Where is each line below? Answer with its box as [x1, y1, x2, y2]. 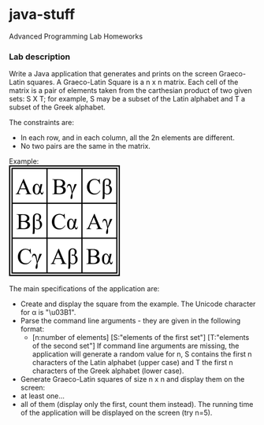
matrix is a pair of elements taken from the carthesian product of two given [9, 86, 253, 95]
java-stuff [9, 6, 76, 24]
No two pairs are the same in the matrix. [20, 142, 151, 151]
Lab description [9, 51, 70, 62]
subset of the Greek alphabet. [9, 102, 106, 112]
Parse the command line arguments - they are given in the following [20, 316, 241, 326]
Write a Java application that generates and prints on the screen [9, 69, 218, 79]
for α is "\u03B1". [20, 308, 76, 317]
